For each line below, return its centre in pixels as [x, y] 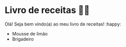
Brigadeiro [23, 39]
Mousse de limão [30, 33]
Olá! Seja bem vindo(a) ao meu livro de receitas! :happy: [63, 24]
